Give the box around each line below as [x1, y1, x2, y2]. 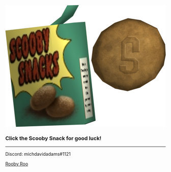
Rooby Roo [5, 161, 28, 167]
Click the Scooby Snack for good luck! [5, 134, 102, 142]
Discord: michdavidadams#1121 [5, 151, 71, 157]
